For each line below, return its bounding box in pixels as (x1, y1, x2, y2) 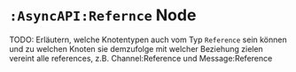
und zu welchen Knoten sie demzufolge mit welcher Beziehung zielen (9, 43, 263, 54)
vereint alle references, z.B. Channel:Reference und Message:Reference (9, 53, 273, 63)
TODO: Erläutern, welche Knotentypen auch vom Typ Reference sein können (9, 34, 287, 45)
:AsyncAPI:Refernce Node (9, 5, 197, 25)
